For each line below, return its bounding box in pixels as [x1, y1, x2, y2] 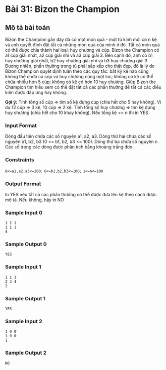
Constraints [5, 156, 35, 163]
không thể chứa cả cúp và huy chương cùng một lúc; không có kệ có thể [5, 74, 154, 79]
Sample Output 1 [5, 295, 46, 302]
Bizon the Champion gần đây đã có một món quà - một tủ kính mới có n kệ [5, 36, 157, 42]
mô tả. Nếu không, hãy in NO [5, 197, 64, 203]
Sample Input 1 [5, 263, 41, 270]
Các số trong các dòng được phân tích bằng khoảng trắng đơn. [5, 144, 134, 150]
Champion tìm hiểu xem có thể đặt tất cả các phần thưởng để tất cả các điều [5, 84, 162, 90]
